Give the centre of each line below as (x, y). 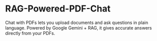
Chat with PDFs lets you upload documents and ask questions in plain (77, 22)
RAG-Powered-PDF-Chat (58, 9)
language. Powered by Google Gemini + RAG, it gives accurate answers (78, 27)
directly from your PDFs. (30, 33)
